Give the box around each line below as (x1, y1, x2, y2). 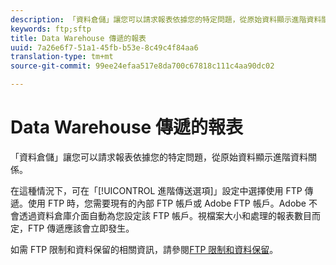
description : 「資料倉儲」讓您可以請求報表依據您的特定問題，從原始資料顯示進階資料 (10, 14, 322, 25)
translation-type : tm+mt (10, 52, 114, 62)
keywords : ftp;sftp (10, 24, 92, 34)
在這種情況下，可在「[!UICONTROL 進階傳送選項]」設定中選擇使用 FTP (10, 184, 303, 196)
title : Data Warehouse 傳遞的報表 (10, 33, 147, 43)
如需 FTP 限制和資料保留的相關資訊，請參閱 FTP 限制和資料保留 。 (10, 243, 279, 255)
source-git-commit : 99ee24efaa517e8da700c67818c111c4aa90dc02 (10, 61, 275, 71)
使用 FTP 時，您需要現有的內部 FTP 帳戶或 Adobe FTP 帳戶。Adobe (27, 197, 307, 209)
